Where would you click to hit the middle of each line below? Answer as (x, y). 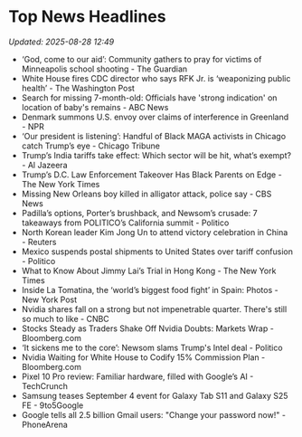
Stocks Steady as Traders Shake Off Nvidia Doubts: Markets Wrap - (148, 328)
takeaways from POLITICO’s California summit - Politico (125, 223)
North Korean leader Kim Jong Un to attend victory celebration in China (155, 232)
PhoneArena (45, 424)
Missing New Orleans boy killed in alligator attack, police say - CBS (146, 194)
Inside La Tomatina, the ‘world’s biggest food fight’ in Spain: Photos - (150, 290)
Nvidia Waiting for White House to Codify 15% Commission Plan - (143, 357)
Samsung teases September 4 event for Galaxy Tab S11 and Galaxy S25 (155, 395)
